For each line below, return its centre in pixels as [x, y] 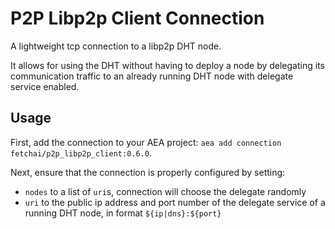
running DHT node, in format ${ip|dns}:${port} [123, 213]
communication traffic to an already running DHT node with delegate [152, 76]
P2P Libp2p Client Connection [137, 18]
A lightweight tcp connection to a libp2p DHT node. [116, 46]
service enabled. [45, 86]
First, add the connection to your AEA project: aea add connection [146, 142]
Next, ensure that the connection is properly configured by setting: [148, 172]
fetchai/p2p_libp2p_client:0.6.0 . [81, 153]
